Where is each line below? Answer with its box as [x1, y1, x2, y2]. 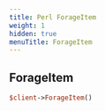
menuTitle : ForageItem [9, 37, 93, 47]
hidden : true [9, 29, 57, 38]
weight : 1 [9, 21, 46, 30]
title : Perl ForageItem [9, 12, 97, 22]
